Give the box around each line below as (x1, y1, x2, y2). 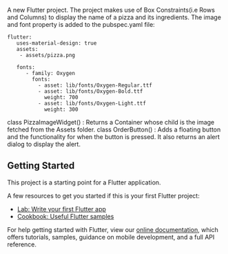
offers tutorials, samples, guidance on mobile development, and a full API (7, 233, 215, 241)
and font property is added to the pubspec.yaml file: (7, 21, 155, 28)
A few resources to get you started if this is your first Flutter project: (7, 191, 200, 200)
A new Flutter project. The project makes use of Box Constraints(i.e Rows (7, 6, 216, 14)
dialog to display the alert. (7, 140, 81, 148)
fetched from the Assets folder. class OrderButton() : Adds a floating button (7, 125, 221, 134)
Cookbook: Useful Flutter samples (17, 212, 114, 220)
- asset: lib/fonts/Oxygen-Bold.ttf (37, 88, 143, 95)
